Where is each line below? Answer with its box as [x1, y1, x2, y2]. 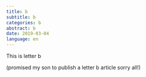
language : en [6, 36, 39, 42]
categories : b [6, 20, 42, 25]
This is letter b [6, 53, 42, 59]
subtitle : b [6, 14, 36, 20]
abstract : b [6, 25, 36, 31]
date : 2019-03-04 [6, 31, 49, 37]
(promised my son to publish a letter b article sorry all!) [6, 64, 141, 71]
